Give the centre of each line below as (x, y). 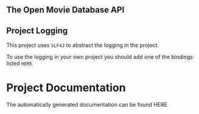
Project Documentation (66, 88)
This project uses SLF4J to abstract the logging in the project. (83, 45)
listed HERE (19, 64)
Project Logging (37, 31)
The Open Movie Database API (65, 10)
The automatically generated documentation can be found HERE (87, 105)
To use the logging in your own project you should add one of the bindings (100, 57)
